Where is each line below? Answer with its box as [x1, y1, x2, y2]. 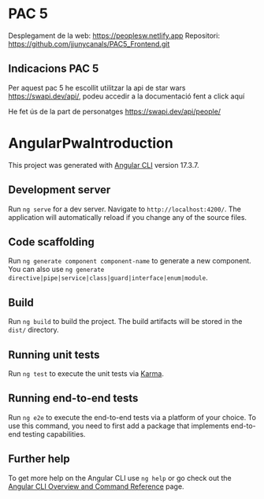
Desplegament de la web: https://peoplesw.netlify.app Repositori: [8, 31, 221, 40]
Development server [8, 183, 111, 197]
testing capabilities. [22, 429, 86, 438]
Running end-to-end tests [8, 392, 139, 405]
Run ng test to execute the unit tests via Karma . [8, 368, 164, 378]
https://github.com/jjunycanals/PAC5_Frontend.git [8, 39, 170, 48]
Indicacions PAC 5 [8, 62, 99, 76]
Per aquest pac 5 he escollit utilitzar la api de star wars [8, 83, 186, 92]
